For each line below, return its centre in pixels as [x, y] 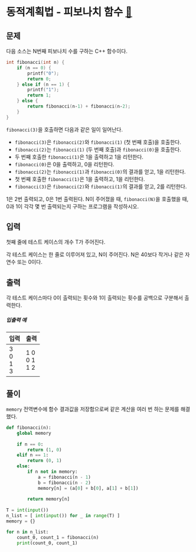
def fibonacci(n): [29, 428]
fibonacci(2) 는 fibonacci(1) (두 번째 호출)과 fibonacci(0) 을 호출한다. [98, 149]
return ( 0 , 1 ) [45, 461]
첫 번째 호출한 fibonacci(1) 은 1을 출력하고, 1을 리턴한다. [80, 179]
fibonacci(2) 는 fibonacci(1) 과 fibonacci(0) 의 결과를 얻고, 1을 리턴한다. [100, 172]
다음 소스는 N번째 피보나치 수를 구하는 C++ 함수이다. [67, 51]
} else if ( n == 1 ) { [43, 84]
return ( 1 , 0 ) [45, 450]
